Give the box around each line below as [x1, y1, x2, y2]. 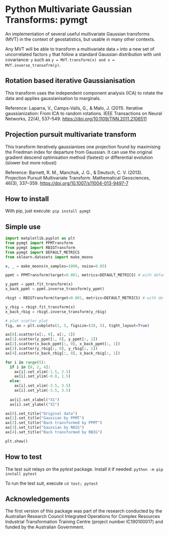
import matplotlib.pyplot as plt [5, 236, 75, 241]
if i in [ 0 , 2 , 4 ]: [10, 365, 51, 370]
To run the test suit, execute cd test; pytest [5, 480, 98, 486]
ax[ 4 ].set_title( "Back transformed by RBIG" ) [5, 430, 102, 435]
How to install [5, 195, 49, 203]
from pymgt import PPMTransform [5, 240, 73, 246]
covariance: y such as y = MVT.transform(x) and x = [5, 56, 115, 62]
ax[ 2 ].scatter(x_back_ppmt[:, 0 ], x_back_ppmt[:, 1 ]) [5, 341, 121, 346]
